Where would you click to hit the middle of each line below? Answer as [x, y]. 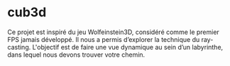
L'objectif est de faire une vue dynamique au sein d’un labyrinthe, [128, 47]
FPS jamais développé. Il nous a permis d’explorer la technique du [104, 39]
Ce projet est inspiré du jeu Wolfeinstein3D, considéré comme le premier [114, 32]
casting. [19, 47]
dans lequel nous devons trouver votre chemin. [76, 55]
